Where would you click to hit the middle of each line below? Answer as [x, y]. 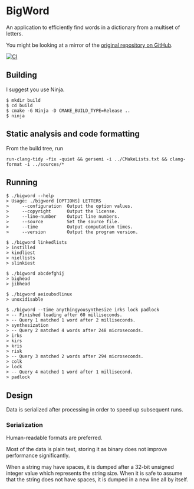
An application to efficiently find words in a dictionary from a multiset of [93, 27]
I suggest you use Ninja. [35, 89]
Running [22, 182]
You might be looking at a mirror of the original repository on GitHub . [89, 45]
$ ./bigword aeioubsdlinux [39, 294]
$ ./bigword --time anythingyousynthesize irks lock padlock [83, 310]
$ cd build [19, 105]
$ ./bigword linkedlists [37, 243]
